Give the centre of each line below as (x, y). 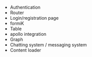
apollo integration (28, 34)
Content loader (25, 50)
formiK (17, 23)
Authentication (25, 7)
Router (17, 13)
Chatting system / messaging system (48, 45)
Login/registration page (34, 18)
